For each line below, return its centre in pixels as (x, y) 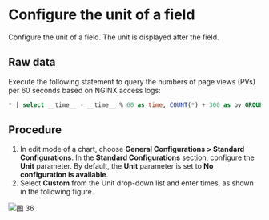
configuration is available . (64, 175)
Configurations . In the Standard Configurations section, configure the (137, 157)
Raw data (32, 62)
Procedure (35, 130)
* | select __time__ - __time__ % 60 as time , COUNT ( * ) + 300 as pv (125, 105)
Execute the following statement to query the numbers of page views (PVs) (132, 81)
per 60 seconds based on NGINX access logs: (85, 90)
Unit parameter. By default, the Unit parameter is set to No (116, 166)
